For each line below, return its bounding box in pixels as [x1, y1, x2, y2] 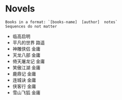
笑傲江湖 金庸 [12, 64, 41, 70]
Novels [5, 3, 35, 14]
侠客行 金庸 [12, 83, 36, 89]
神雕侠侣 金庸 [12, 45, 41, 51]
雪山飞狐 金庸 [12, 89, 41, 95]
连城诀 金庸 [12, 77, 36, 83]
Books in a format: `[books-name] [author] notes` [5, 19, 118, 24]
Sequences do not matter [5, 23, 57, 29]
